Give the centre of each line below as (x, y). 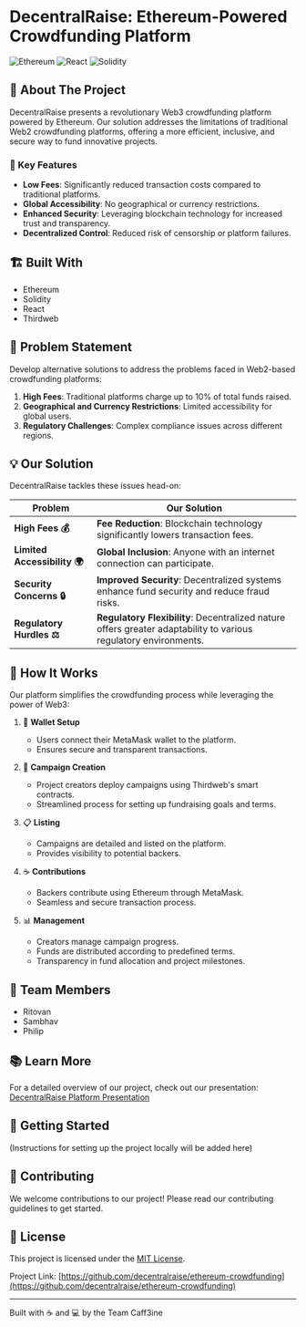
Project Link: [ (36, 1276)
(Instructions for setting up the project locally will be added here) (131, 1147)
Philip (33, 1032)
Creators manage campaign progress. (107, 942)
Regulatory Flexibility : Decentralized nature (191, 617)
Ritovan (37, 1012)
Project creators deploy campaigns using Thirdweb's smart (147, 785)
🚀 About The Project (67, 90)
